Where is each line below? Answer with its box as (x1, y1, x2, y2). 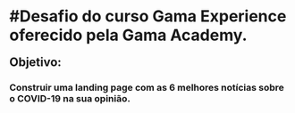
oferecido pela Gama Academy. (9, 25, 248, 45)
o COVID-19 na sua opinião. (9, 92, 131, 104)
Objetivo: (9, 54, 63, 69)
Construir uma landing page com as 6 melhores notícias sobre (9, 81, 284, 93)
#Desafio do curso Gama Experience (9, 6, 287, 27)
